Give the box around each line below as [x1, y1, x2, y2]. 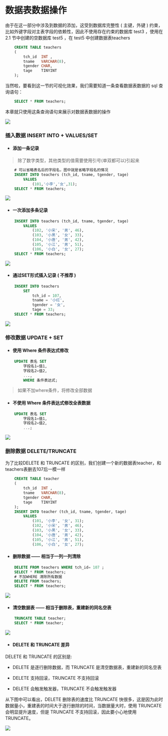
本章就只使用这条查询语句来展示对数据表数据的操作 [5, 109, 111, 115]
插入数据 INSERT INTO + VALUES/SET [5, 132, 98, 139]
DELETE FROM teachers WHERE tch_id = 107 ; [14, 564, 104, 570]
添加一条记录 [12, 145, 39, 151]
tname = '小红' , [32, 298, 65, 303]
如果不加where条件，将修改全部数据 [17, 387, 92, 393]
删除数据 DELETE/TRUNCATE [5, 448, 77, 455]
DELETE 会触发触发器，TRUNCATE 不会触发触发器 [12, 686, 117, 692]
